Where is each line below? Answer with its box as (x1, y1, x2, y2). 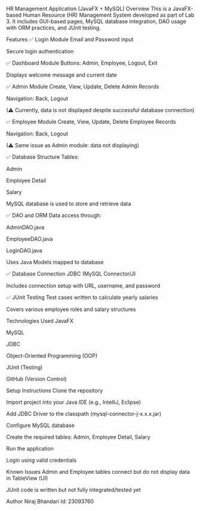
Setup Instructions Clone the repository (6, 387, 103, 394)
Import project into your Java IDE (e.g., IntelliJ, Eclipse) (6, 398, 141, 406)
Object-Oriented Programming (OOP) (6, 352, 97, 359)
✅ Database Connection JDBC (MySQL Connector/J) (6, 270, 136, 277)
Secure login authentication (6, 48, 74, 55)
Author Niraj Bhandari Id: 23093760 (6, 498, 94, 505)
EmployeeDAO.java (6, 235, 53, 242)
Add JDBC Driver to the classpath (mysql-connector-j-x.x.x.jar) (6, 410, 162, 417)
